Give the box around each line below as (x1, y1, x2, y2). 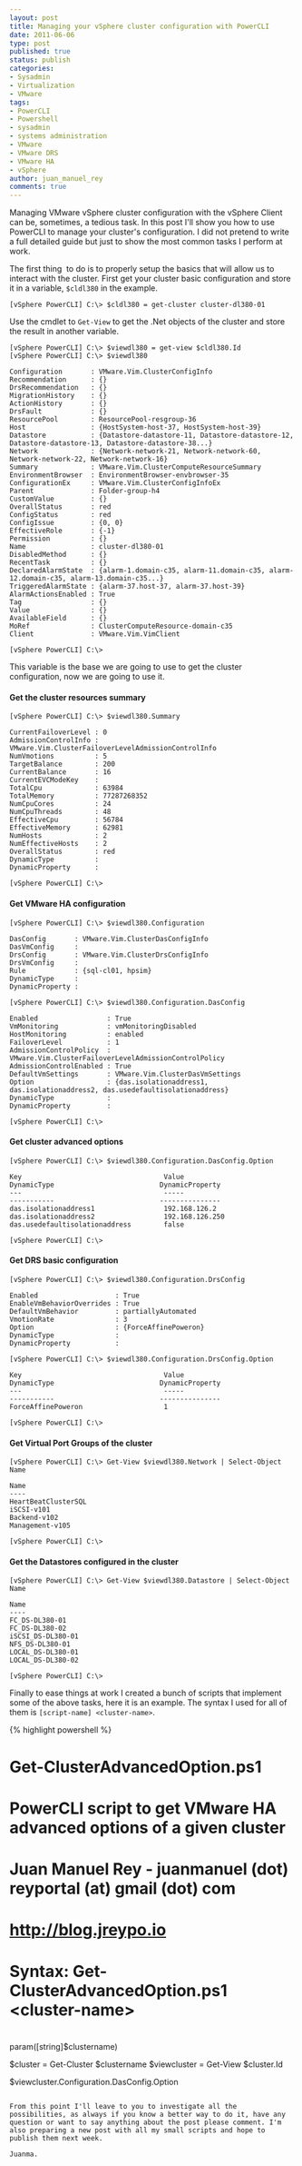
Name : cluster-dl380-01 (9, 542, 165, 551)
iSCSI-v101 (9, 1505, 51, 1515)
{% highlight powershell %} (9, 1724, 112, 1735)
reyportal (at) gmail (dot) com (9, 1878, 236, 1899)
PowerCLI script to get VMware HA (9, 1798, 277, 1818)
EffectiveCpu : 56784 (9, 815, 124, 825)
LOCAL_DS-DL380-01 (9, 1648, 79, 1657)
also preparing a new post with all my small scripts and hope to (9, 2126, 266, 2135)
